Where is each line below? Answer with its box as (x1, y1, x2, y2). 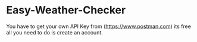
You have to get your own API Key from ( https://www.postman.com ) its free (6, 23, 192, 30)
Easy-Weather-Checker (6, 3, 126, 17)
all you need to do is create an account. (6, 29, 103, 36)
